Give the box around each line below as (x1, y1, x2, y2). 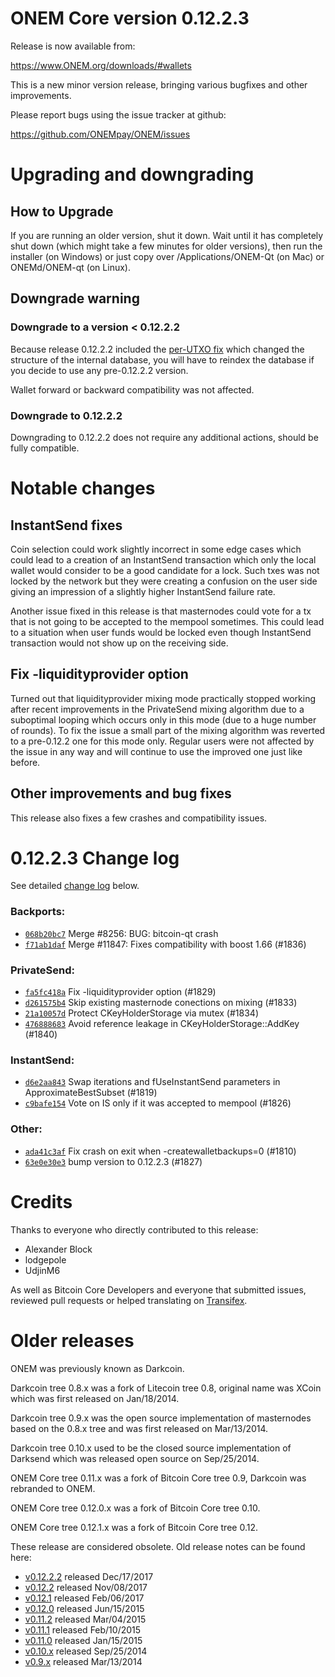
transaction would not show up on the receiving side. (10, 637, 229, 649)
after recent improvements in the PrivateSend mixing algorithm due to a (10, 703, 305, 715)
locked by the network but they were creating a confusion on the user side (10, 575, 318, 587)
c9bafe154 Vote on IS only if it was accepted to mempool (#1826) (24, 1097, 292, 1109)
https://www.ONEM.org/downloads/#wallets (10, 59, 192, 71)
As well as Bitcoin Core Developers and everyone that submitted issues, (10, 1283, 307, 1296)
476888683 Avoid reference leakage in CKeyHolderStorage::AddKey (24, 1018, 300, 1030)
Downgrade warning (10, 290, 140, 307)
